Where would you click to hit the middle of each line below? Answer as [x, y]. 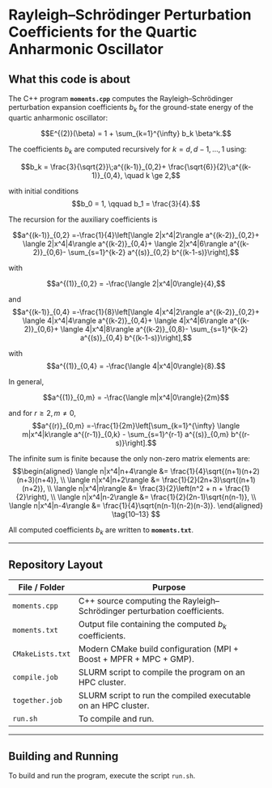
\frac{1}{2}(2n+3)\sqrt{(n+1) [209, 480]
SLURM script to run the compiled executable [164, 696]
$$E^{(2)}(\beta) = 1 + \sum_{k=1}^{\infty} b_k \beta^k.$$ [136, 133]
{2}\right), [32, 497]
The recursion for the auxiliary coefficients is [83, 219]
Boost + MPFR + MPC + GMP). [136, 659]
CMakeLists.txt [42, 654]
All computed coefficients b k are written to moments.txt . [101, 530]
